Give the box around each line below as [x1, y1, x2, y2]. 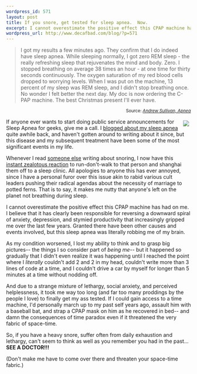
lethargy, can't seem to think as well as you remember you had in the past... [6, 338, 189, 345]
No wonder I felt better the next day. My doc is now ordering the [20, 91, 176, 98]
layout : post [6, 14, 38, 20]
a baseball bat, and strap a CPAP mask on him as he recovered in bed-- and [6, 308, 189, 315]
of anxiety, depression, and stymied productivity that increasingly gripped [6, 216, 185, 223]
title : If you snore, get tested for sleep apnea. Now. [6, 19, 148, 25]
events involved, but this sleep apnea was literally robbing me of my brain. [6, 229, 185, 236]
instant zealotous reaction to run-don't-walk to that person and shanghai [6, 161, 182, 168]
